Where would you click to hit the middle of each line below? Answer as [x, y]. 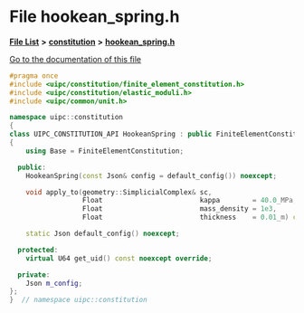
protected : [38, 250]
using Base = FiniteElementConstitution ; [104, 151]
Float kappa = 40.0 [180, 201]
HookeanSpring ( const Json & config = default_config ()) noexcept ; [152, 175]
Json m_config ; [54, 283]
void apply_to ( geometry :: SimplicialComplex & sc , [119, 192]
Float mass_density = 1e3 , [180, 209]
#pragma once [34, 76]
